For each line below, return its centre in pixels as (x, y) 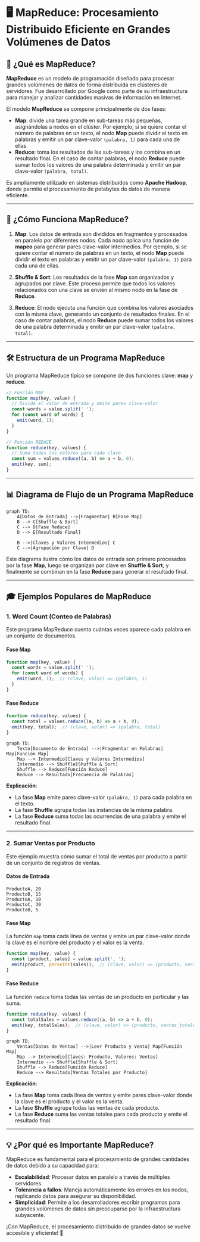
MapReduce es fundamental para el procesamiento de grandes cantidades (98, 1159)
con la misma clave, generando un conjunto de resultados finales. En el (102, 314)
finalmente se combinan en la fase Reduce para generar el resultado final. (97, 571)
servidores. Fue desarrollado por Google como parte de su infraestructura (97, 91)
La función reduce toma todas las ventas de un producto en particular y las (98, 997)
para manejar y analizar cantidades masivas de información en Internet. (94, 97)
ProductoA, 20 (24, 889)
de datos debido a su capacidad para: (53, 1166)
